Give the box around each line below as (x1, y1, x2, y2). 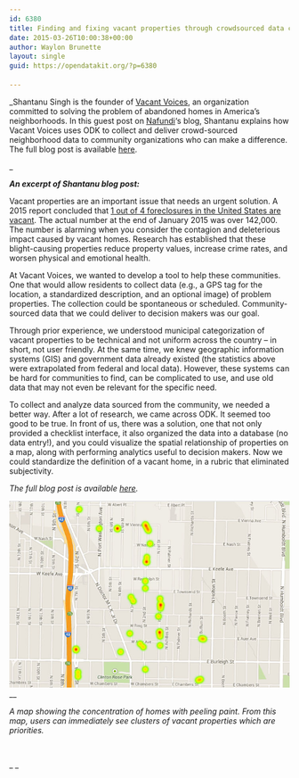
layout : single (9, 52, 66, 62)
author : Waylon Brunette (9, 43, 101, 52)
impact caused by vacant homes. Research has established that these (9, 233, 266, 244)
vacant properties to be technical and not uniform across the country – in (9, 335, 278, 345)
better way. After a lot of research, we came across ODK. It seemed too (9, 409, 271, 419)
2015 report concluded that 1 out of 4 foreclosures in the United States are (9, 205, 282, 216)
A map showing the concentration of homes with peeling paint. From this (9, 706, 277, 716)
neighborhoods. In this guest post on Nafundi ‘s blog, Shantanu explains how (9, 115, 289, 126)
